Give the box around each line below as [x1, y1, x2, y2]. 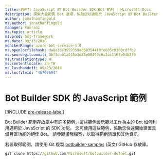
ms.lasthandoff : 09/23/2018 [5, 66, 62, 71]
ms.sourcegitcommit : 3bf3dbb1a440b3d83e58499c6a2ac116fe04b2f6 [5, 52, 136, 57]
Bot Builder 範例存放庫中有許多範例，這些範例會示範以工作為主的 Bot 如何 [5, 119, 153, 125]
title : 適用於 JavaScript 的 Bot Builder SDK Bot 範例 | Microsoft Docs [5, 7, 151, 12]
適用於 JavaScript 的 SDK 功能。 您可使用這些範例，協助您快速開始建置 [9, 125, 152, 131]
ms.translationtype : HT [5, 57, 54, 62]
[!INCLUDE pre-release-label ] [5, 109, 64, 114]
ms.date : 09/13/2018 [5, 39, 47, 44]
